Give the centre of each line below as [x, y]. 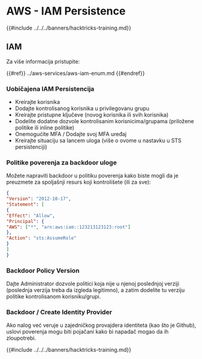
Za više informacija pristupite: [43, 61]
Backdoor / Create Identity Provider [59, 312]
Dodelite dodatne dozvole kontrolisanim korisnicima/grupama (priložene [104, 121]
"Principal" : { [25, 221]
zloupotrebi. [21, 338]
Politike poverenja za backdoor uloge [62, 163]
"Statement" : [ [25, 205]
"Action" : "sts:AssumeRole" [42, 238]
